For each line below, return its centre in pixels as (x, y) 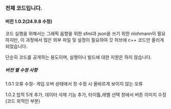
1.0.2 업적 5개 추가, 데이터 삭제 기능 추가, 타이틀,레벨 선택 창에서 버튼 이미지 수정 (86, 95)
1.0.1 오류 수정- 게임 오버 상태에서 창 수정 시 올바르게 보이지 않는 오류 (74, 84)
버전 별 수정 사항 (22, 70)
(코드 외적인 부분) (23, 101)
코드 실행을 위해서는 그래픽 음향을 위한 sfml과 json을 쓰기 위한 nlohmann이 (81, 34)
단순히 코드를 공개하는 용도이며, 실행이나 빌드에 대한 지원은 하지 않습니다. (79, 57)
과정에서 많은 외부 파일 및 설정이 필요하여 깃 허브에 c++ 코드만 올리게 (95, 40)
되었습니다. (16, 47)
